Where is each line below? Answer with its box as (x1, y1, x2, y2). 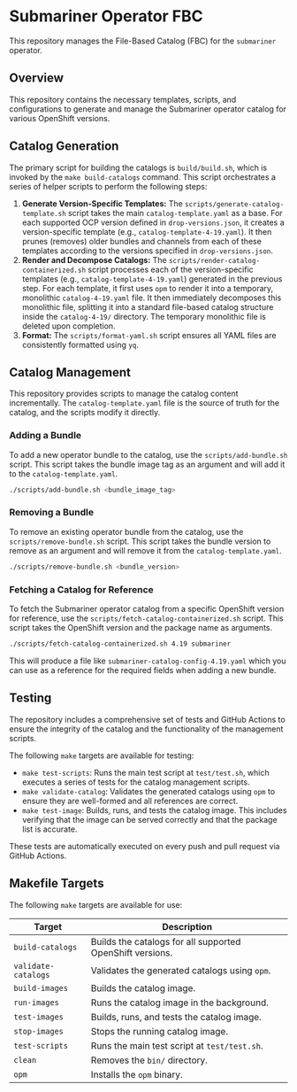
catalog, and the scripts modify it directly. (9, 407, 161, 418)
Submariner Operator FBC (9, 6, 203, 27)
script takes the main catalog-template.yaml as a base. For (67, 207, 283, 218)
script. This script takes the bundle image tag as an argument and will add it (9, 459, 286, 469)
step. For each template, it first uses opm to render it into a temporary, (21, 283, 274, 293)
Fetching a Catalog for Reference (9, 583, 155, 595)
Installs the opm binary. (90, 1068, 183, 1080)
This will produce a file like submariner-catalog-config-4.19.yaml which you (9, 655, 286, 666)
